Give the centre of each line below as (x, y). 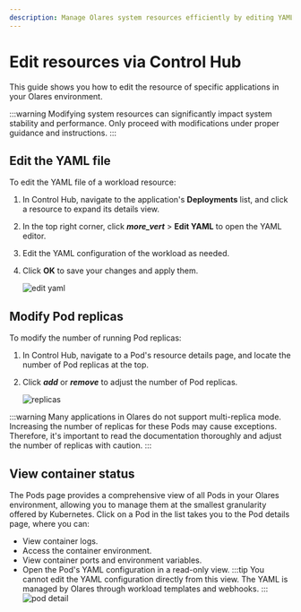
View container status (72, 474)
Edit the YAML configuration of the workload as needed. (126, 254)
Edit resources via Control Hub (125, 61)
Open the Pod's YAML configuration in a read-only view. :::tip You (143, 569)
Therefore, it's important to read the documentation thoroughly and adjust (146, 436)
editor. (34, 236)
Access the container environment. (87, 551)
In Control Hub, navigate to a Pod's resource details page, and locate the (156, 356)
